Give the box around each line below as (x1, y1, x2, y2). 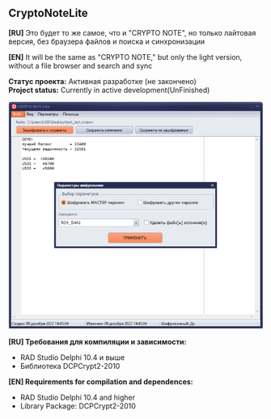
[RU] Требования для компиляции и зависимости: (8, 336, 187, 346)
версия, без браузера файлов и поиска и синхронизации (8, 36, 205, 46)
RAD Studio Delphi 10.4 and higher (19, 392, 136, 402)
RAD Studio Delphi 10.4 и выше (19, 352, 125, 362)
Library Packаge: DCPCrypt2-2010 (19, 400, 136, 411)
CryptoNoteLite (8, 6, 89, 20)
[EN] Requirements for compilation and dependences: (8, 376, 194, 387)
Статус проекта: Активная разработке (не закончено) (8, 76, 197, 86)
